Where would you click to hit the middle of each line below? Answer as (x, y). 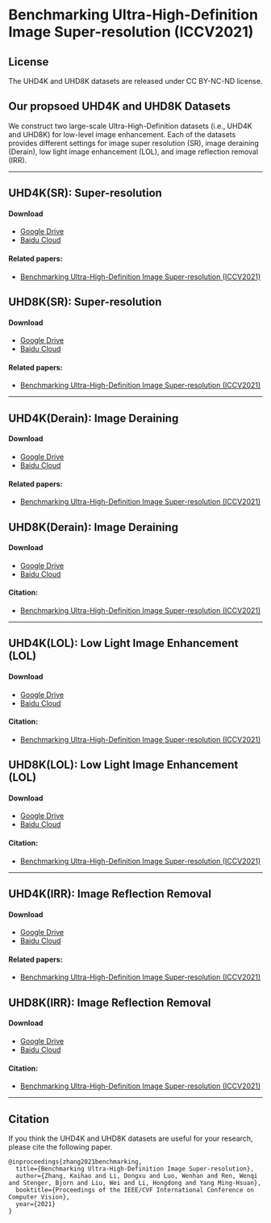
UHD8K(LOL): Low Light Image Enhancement (123, 765)
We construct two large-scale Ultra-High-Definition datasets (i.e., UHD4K (130, 126)
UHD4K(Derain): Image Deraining (94, 418)
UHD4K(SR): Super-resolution (85, 193)
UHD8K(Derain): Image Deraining (94, 527)
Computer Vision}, (39, 1197)
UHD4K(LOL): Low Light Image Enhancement (124, 643)
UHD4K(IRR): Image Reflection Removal (110, 893)
